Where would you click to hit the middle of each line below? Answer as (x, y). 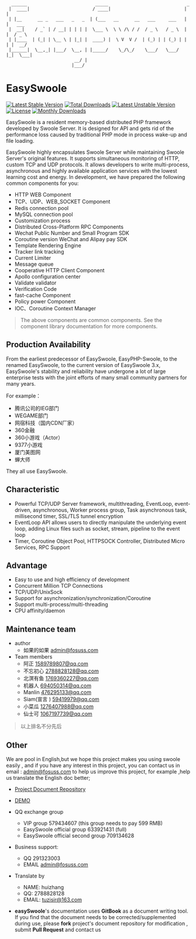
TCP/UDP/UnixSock (38, 592)
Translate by (30, 876)
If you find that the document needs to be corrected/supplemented (95, 917)
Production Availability (49, 345)
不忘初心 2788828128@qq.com (61, 671)
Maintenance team (41, 629)
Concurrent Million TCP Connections (59, 586)
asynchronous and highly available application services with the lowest (92, 170)
